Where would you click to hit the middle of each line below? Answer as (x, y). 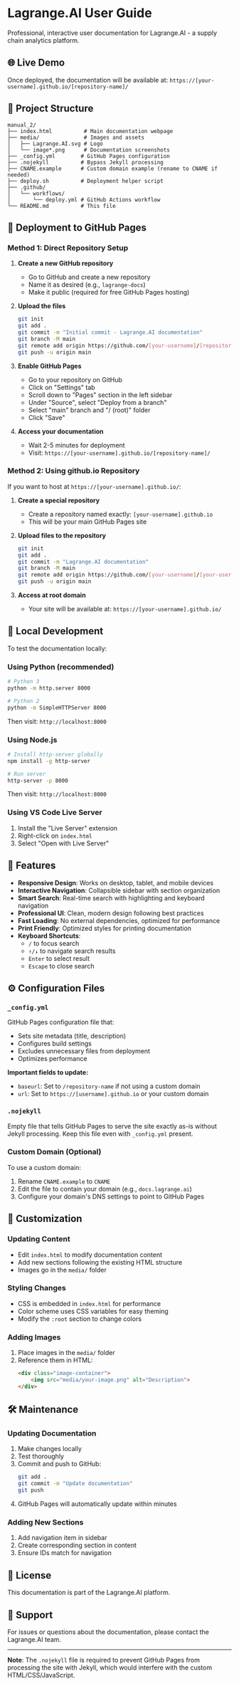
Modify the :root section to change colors (80, 1319)
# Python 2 (23, 701)
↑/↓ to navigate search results (72, 951)
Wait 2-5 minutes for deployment (77, 445)
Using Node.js (32, 739)
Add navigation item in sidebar (62, 1538)
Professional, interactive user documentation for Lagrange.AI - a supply (112, 33)
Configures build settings (55, 1043)
